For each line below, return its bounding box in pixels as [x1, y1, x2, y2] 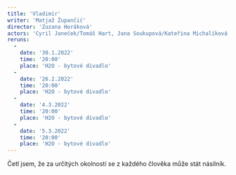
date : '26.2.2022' [20, 75, 74, 83]
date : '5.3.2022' [20, 127, 71, 134]
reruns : [7, 36, 30, 43]
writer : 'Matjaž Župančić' [7, 17, 86, 24]
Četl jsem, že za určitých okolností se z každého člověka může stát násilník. [7, 160, 227, 168]
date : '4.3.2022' [20, 101, 71, 108]
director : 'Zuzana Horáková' [7, 23, 93, 30]
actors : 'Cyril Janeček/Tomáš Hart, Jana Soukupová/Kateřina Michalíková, [7, 29, 231, 37]
